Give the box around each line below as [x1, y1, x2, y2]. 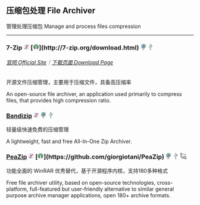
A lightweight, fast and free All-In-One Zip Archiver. [6, 138, 132, 145]
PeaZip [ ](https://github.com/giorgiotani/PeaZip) [6, 153, 165, 161]
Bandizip [6, 111, 33, 120]
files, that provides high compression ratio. [6, 97, 111, 104]
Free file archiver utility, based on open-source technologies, [6, 179, 156, 186]
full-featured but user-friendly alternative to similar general [29, 185, 174, 192]
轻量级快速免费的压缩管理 [6, 126, 69, 133]
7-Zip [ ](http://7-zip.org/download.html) [6, 44, 139, 52]
